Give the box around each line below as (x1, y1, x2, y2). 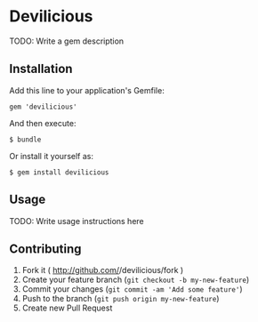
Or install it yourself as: (9, 150, 93, 161)
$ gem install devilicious (9, 167, 109, 177)
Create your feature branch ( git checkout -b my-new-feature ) (21, 274, 250, 286)
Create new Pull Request (21, 302, 113, 313)
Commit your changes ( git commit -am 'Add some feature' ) (21, 284, 243, 294)
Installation (9, 61, 73, 76)
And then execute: (9, 117, 77, 128)
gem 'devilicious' (9, 102, 77, 111)
